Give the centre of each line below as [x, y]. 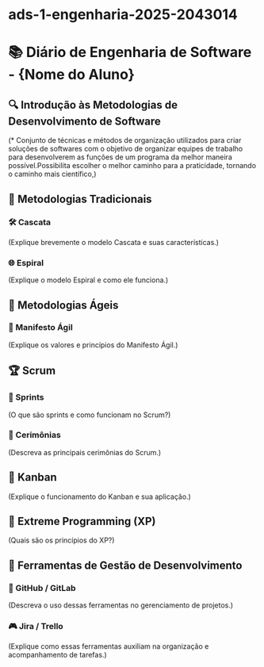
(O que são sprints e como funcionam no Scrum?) [90, 415]
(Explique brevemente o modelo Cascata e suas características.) [114, 242]
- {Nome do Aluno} [71, 75]
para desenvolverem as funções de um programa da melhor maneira [120, 157]
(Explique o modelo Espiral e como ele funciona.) [88, 280]
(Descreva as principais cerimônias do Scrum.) [85, 452]
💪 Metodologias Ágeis [63, 305]
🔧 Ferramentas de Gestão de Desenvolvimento [125, 565]
